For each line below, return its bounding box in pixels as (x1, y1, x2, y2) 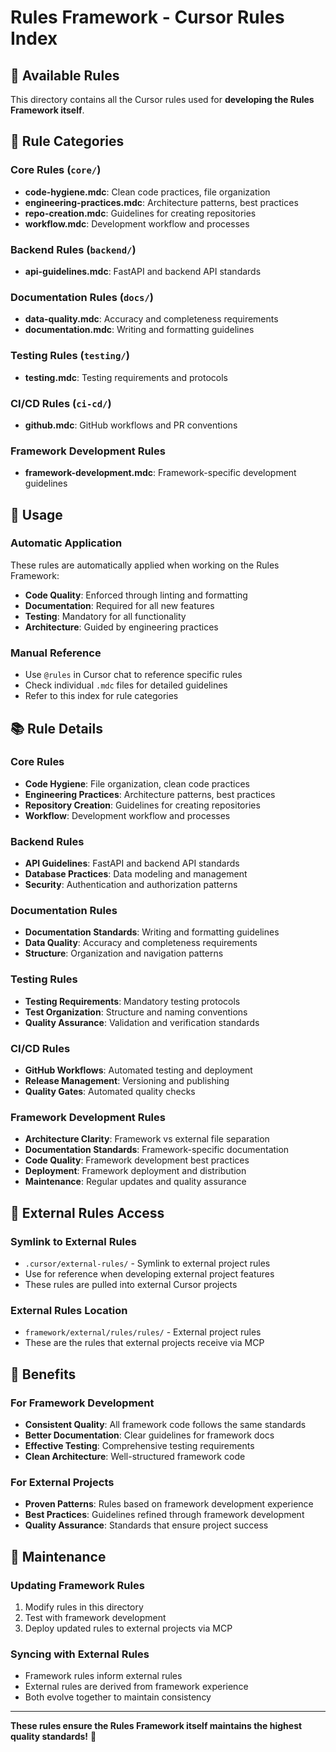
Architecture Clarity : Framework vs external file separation (24, 1133, 270, 1145)
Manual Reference (10, 646, 102, 660)
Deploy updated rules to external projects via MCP (24, 1622, 233, 1634)
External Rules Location (10, 1303, 128, 1317)
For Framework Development (10, 1396, 155, 1410)
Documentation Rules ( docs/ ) (10, 290, 154, 304)
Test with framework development (24, 1611, 167, 1623)
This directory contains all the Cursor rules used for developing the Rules (10, 94, 315, 105)
